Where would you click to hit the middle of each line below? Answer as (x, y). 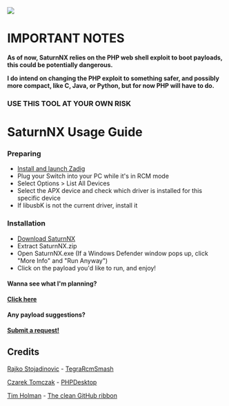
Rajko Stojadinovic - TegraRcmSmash (60, 369)
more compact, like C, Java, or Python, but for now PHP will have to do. (111, 85)
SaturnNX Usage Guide (75, 132)
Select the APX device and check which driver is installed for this (109, 191)
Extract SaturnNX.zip (47, 246)
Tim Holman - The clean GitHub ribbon (62, 395)
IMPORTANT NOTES (66, 38)
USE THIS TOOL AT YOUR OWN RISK (69, 103)
